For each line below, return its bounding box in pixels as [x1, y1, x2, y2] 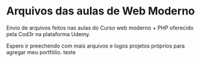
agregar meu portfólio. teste [6, 48, 76, 55]
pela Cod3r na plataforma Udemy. [6, 30, 91, 37]
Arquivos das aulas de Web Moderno [6, 4, 195, 18]
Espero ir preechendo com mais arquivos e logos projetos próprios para [6, 42, 185, 49]
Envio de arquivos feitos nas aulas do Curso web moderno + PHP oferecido [6, 24, 194, 31]
